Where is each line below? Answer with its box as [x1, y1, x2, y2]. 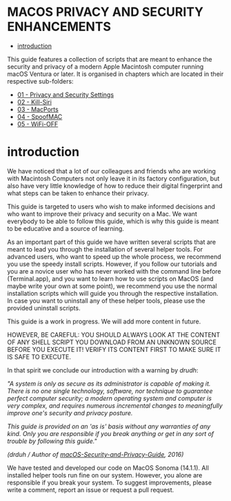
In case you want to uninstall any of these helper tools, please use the [7, 296, 205, 305]
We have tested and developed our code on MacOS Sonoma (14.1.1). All [7, 464, 209, 472]
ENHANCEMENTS [7, 19, 112, 35]
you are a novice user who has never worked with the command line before [7, 267, 221, 275]
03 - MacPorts [17, 105, 59, 113]
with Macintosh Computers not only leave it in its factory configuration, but [7, 174, 220, 182]
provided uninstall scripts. [7, 303, 81, 312]
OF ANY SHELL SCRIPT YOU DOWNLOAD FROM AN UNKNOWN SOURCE [7, 338, 217, 346]
